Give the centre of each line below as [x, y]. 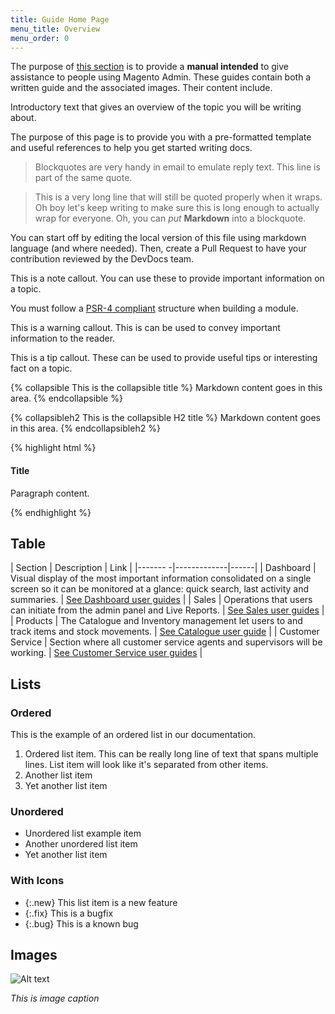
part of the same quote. [83, 178]
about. [23, 118]
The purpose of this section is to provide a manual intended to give [149, 67]
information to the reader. [63, 338]
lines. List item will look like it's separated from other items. [146, 765]
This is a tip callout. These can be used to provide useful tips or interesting [164, 358]
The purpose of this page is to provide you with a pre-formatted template [161, 137]
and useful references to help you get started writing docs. [131, 148]
